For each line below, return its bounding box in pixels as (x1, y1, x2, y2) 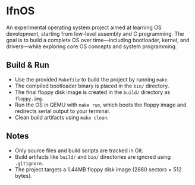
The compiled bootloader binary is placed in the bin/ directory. (14, 82, 169, 89)
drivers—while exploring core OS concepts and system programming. (6, 43, 177, 50)
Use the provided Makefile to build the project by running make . (14, 76, 169, 83)
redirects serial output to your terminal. (14, 107, 111, 114)
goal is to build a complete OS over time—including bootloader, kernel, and (6, 36, 190, 43)
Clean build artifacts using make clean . (14, 114, 109, 121)
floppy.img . (14, 95, 43, 102)
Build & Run (6, 60, 49, 70)
